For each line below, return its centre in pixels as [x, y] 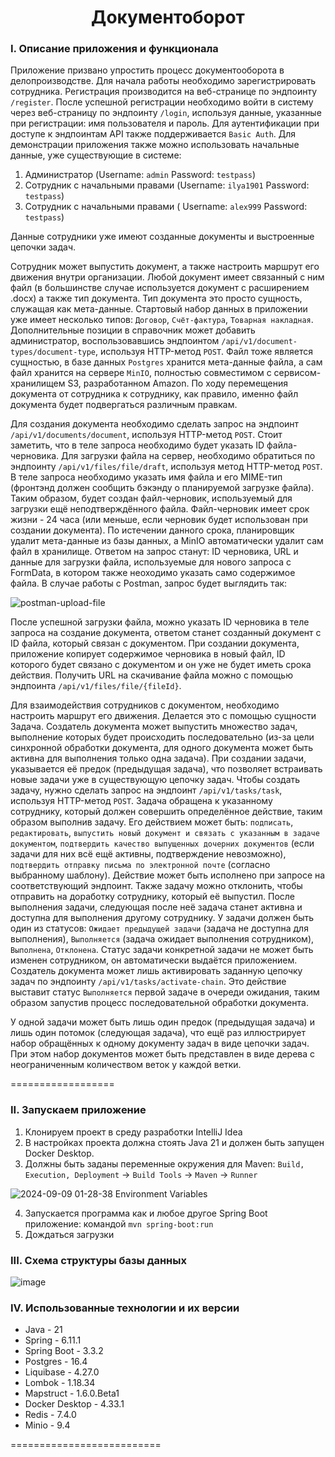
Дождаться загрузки [69, 1234]
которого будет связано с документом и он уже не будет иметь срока [161, 665]
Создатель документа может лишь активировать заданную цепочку [156, 971]
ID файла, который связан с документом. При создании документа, [155, 643]
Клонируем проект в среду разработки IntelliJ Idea [133, 1132]
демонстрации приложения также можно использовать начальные [155, 145]
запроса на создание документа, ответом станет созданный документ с [166, 633]
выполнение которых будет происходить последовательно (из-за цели [162, 737]
